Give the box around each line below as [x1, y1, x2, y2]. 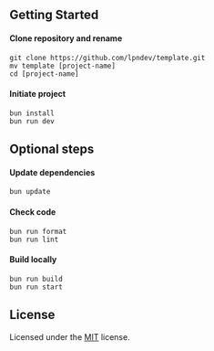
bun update [9, 187, 51, 197]
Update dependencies [9, 166, 96, 177]
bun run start [9, 282, 64, 292]
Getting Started [9, 7, 99, 23]
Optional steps [9, 142, 95, 157]
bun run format [9, 227, 67, 236]
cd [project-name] [9, 69, 79, 79]
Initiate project [9, 89, 66, 100]
